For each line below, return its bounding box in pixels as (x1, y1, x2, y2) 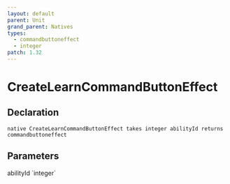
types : (7, 29, 27, 37)
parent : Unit (7, 17, 45, 24)
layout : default (7, 10, 55, 17)
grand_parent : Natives (7, 23, 73, 30)
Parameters (7, 151, 59, 162)
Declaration (7, 107, 59, 118)
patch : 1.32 (7, 49, 42, 56)
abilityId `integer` (7, 169, 56, 177)
